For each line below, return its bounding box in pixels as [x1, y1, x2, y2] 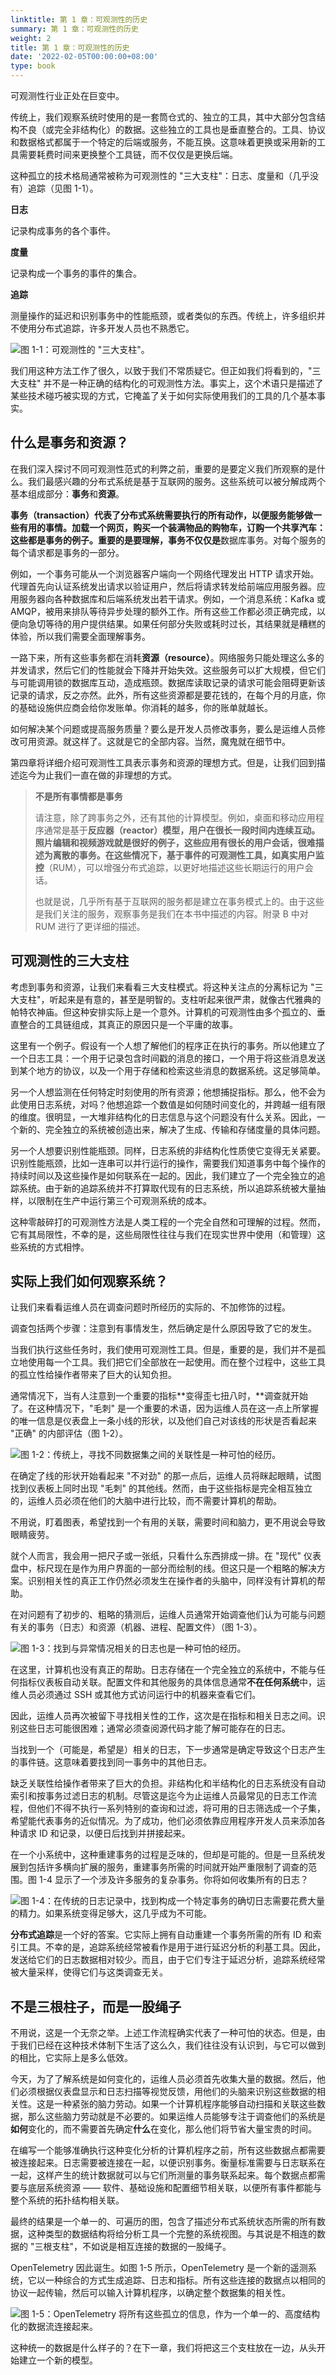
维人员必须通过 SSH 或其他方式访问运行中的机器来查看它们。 [10, 1689, 262, 1701]
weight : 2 [10, 33, 52, 43]
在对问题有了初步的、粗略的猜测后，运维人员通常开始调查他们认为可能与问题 [10, 1609, 326, 1621]
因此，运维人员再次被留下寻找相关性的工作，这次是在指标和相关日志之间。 [10, 1710, 317, 1722]
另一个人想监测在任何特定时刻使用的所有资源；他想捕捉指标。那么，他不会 [10, 1086, 317, 1098]
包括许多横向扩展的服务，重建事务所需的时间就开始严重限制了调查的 [27, 1861, 308, 1873]
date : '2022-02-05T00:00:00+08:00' [10, 52, 159, 62]
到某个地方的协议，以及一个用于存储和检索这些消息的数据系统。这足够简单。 [10, 1064, 326, 1076]
